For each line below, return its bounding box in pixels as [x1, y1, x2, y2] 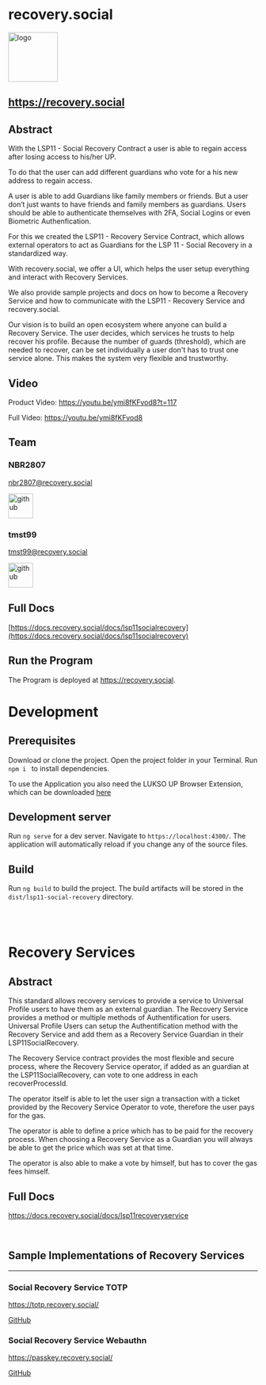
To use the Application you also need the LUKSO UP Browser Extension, [8, 778, 244, 789]
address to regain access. [8, 176, 93, 185]
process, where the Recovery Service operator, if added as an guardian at [8, 1062, 249, 1071]
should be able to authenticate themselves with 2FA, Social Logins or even [8, 208, 251, 218]
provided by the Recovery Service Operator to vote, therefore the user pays [8, 1102, 255, 1112]
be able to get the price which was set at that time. [8, 1143, 174, 1153]
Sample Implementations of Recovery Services [8, 1249, 245, 1262]
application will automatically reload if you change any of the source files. [8, 839, 248, 849]
